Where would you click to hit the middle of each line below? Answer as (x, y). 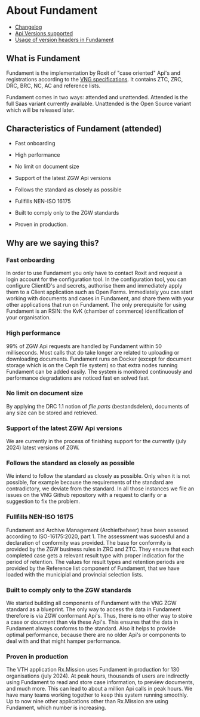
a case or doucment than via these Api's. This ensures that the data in (92, 622)
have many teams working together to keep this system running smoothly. (97, 695)
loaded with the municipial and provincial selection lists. (75, 574)
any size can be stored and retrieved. (52, 413)
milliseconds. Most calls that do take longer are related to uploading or (93, 352)
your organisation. (28, 318)
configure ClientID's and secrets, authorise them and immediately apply (94, 286)
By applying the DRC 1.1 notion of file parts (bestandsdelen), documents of (98, 406)
